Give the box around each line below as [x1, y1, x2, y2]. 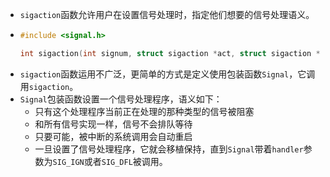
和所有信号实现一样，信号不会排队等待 [34, 118, 193, 130]
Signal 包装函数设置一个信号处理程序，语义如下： [19, 93, 223, 105]
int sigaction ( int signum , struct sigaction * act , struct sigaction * [19, 48, 321, 58]
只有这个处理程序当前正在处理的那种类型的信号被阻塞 [34, 105, 255, 117]
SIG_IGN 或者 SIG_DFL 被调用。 [52, 155, 168, 167]
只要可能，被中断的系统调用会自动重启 [34, 130, 193, 142]
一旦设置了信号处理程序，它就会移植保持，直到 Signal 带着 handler [34, 143, 304, 155]
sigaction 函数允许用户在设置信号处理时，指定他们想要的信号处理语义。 [19, 9, 315, 20]
